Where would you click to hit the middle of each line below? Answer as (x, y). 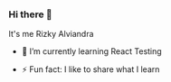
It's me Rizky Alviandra (51, 34)
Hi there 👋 (31, 14)
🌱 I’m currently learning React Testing (91, 51)
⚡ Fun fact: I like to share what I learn (90, 69)
